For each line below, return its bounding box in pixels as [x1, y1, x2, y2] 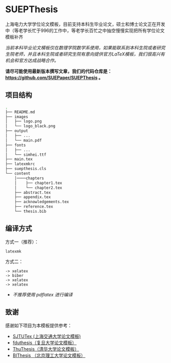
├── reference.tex [14, 204, 53, 209]
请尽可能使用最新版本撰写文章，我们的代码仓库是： [5, 68, 112, 74]
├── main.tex [5, 157, 33, 162]
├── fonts [5, 143, 26, 148]
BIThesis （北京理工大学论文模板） [12, 352, 86, 358]
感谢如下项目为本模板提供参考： [5, 322, 72, 328]
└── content [5, 171, 30, 176]
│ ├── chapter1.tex [14, 180, 62, 185]
